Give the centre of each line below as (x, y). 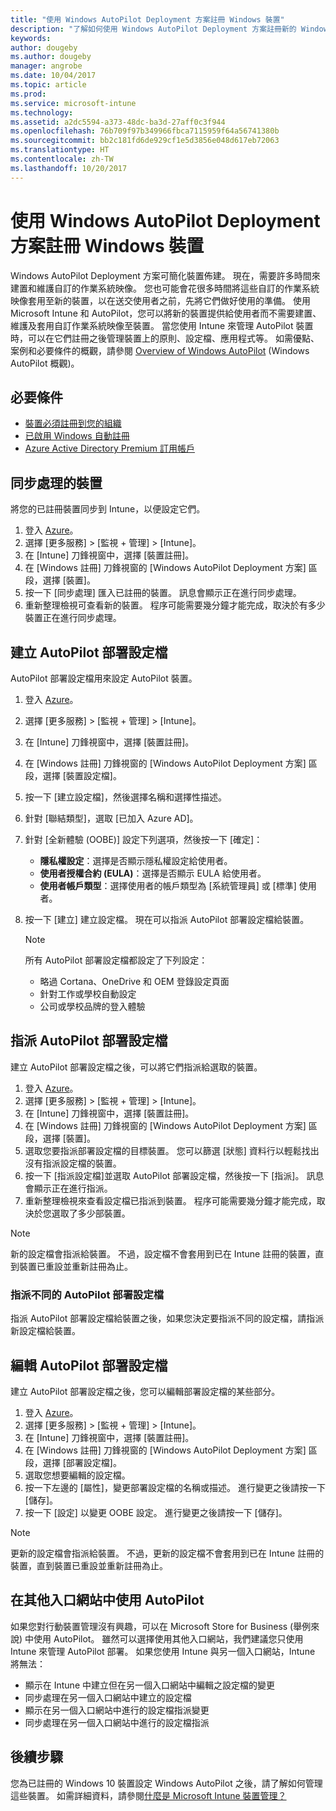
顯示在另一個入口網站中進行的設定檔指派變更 (117, 1710)
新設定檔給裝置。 (45, 1331)
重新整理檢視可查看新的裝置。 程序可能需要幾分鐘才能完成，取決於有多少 (175, 605)
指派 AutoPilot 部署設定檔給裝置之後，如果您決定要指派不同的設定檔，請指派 (167, 1318)
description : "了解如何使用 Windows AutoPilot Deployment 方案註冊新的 (153, 29)
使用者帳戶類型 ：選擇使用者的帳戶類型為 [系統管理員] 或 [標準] (168, 885)
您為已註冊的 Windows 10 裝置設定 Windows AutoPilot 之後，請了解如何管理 (166, 1783)
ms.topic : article (48, 85)
